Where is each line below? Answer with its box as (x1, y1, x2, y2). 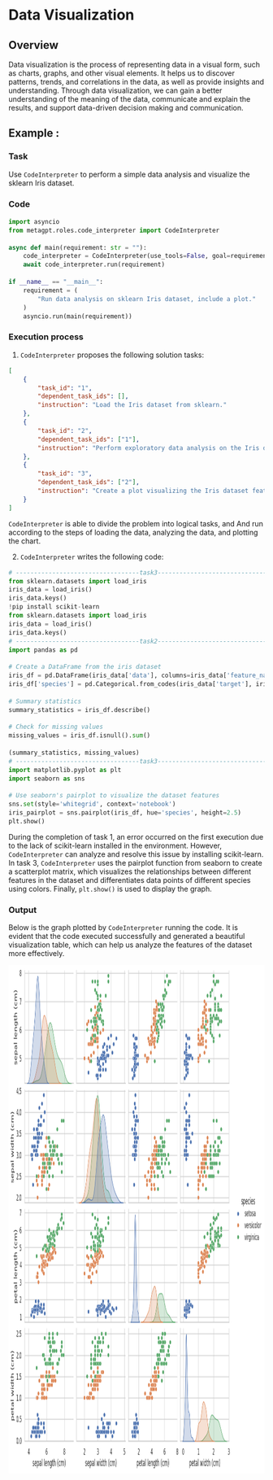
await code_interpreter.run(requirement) (23, 260, 165, 269)
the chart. (8, 535, 41, 546)
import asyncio (8, 217, 60, 225)
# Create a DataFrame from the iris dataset (8, 663, 162, 671)
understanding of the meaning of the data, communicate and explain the (8, 94, 251, 103)
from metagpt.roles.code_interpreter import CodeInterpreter (8, 226, 220, 234)
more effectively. (8, 949, 65, 958)
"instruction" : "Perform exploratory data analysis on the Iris (37, 443, 260, 452)
